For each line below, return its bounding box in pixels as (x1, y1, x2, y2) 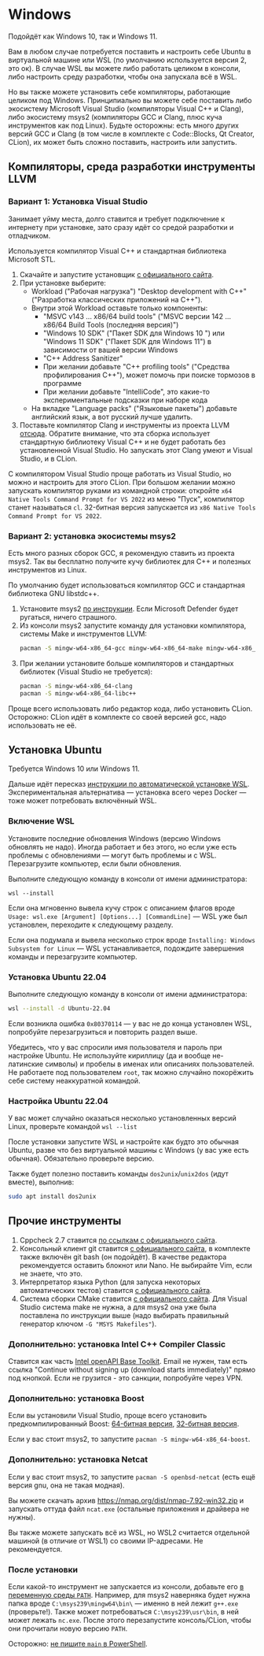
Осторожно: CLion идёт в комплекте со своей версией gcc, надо (8, 712, 226, 721)
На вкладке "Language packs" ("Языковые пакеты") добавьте (31, 403, 238, 413)
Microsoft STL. (8, 254, 57, 264)
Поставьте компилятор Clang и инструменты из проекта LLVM (19, 420, 230, 430)
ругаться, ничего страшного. (19, 612, 117, 621)
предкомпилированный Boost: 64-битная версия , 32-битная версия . (8, 1419, 240, 1428)
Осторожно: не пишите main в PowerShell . (8, 1639, 148, 1648)
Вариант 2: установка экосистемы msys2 (8, 530, 177, 541)
